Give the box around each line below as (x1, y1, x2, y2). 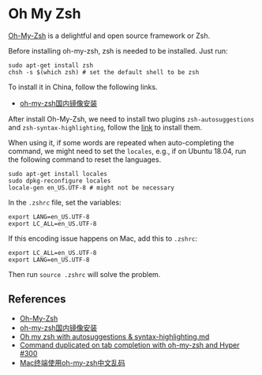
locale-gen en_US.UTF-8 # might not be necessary (8, 183, 175, 192)
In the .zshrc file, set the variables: (8, 197, 122, 207)
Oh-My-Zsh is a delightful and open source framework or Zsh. (8, 31, 211, 40)
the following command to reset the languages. (8, 155, 162, 164)
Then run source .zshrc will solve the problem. (8, 269, 161, 279)
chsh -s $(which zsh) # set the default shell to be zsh (8, 68, 200, 76)
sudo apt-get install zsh (8, 61, 93, 69)
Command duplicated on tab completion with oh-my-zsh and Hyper (19, 340, 240, 350)
